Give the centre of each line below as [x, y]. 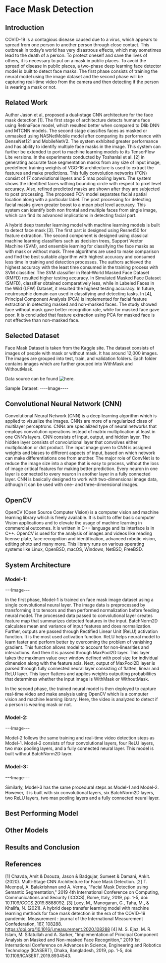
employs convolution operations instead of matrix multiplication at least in [80, 432]
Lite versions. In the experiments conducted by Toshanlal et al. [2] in [75, 157]
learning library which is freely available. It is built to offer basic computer [80, 518]
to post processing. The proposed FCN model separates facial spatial [76, 194]
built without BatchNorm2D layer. [39, 754]
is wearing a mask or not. [31, 87]
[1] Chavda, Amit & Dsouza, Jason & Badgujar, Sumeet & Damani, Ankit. [78, 876]
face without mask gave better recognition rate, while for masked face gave [82, 309]
